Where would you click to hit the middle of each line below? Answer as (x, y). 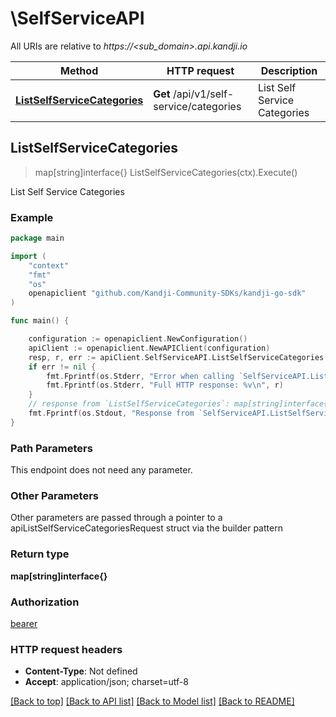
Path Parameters (51, 448)
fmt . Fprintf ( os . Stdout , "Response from (111, 413)
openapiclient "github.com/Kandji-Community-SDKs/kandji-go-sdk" (167, 293)
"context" (49, 265)
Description (289, 70)
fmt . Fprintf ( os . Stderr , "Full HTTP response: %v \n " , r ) (165, 385)
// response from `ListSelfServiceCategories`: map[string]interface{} (180, 404)
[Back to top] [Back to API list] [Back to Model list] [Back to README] (152, 701)
